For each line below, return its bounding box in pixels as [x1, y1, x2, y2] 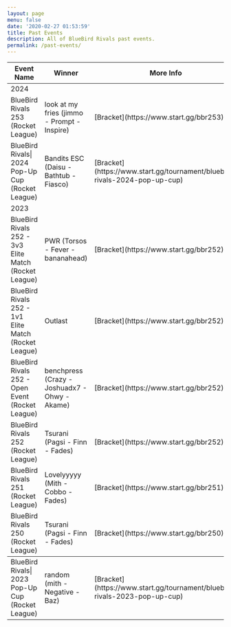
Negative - [44, 587, 80, 597]
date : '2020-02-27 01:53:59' [7, 23, 91, 30]
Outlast [44, 316, 68, 325]
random [44, 570, 70, 580]
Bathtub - [44, 171, 77, 180]
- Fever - [44, 245, 76, 254]
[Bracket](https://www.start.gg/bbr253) [93, 113, 224, 122]
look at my [44, 100, 78, 109]
